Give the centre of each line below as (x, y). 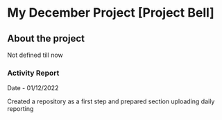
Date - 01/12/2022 (33, 88)
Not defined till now (35, 55)
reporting (20, 109)
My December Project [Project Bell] (111, 13)
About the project (46, 38)
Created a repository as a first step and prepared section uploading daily (111, 101)
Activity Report (33, 73)
